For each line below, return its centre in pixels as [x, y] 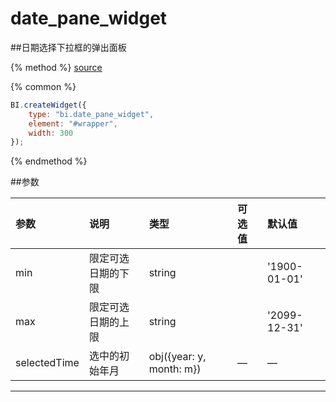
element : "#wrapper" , [73, 123]
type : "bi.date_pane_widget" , [91, 114]
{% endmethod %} [49, 161]
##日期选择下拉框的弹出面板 [68, 47]
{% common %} [43, 86]
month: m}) [175, 369]
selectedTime [47, 363]
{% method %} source [56, 67]
